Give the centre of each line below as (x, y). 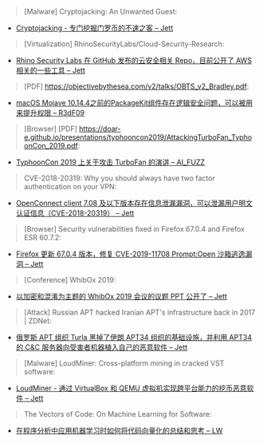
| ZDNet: (37, 321)
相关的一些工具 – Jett (50, 70)
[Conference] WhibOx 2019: (70, 280)
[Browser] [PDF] (51, 129)
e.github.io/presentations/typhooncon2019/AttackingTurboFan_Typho (138, 137)
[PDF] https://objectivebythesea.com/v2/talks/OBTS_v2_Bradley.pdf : (136, 86)
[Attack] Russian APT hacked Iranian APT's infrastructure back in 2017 (139, 312)
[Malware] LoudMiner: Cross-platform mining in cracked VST (124, 363)
